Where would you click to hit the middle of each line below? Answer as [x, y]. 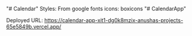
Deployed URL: [25, 20]
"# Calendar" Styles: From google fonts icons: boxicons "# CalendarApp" [96, 9]
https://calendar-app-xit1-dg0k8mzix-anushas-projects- [114, 20]
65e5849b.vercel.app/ [34, 27]
